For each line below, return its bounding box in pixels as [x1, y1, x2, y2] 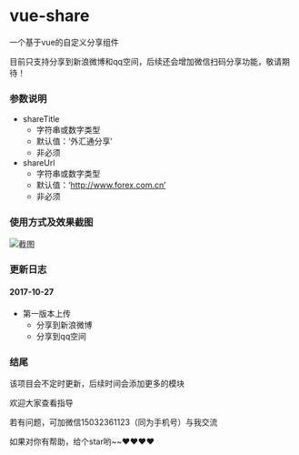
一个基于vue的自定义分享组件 [9, 36, 120, 47]
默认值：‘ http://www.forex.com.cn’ [35, 179, 166, 191]
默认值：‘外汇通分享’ [35, 136, 113, 147]
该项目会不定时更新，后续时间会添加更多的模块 [9, 378, 184, 389]
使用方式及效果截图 [9, 216, 94, 228]
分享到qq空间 [35, 330, 86, 341]
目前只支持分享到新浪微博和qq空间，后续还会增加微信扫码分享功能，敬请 [9, 56, 283, 66]
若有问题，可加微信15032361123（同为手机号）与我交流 [9, 416, 218, 428]
